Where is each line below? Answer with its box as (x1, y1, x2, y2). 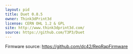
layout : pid (5, 7, 30, 12)
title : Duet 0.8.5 (5, 12, 43, 17)
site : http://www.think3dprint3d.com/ (5, 26, 85, 30)
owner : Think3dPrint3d (5, 16, 52, 21)
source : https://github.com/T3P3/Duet (5, 30, 85, 35)
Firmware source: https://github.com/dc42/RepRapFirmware (5, 44, 128, 49)
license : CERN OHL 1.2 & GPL (5, 21, 65, 26)
